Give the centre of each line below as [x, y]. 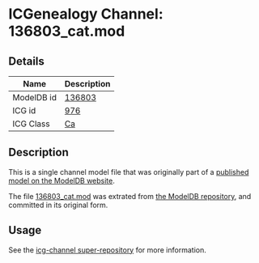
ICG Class [31, 124]
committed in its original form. [58, 205]
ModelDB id [35, 98]
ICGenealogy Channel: [86, 14]
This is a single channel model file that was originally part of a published [129, 172]
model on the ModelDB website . [62, 180]
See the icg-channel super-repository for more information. [107, 250]
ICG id [24, 110]
